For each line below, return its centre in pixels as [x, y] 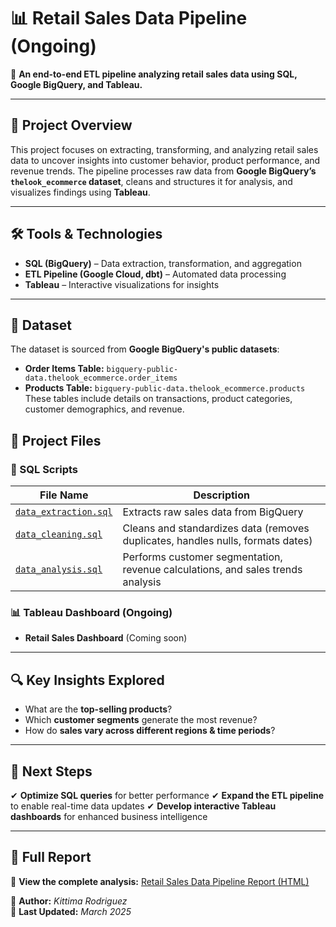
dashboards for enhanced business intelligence [109, 816]
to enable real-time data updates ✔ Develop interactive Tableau [143, 806]
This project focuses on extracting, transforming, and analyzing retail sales [164, 149]
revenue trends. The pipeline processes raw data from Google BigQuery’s [163, 171]
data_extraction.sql [64, 512]
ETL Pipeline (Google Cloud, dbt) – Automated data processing [155, 274]
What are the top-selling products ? [98, 709]
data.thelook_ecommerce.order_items [101, 378]
